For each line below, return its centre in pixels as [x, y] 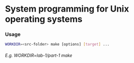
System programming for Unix [67, 9]
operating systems [44, 19]
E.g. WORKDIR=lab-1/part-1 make [39, 55]
